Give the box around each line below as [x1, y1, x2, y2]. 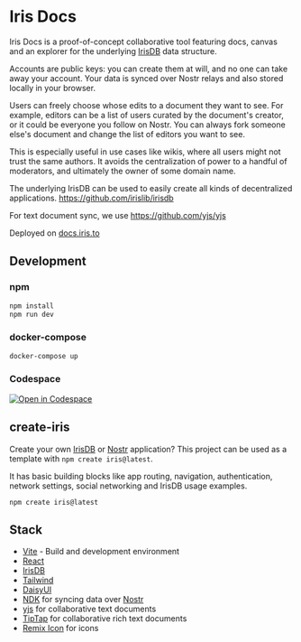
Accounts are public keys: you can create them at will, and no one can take [9, 63, 288, 74]
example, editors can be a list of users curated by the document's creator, [9, 109, 284, 120]
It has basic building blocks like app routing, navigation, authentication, [9, 470, 273, 481]
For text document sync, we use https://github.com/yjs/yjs [9, 209, 227, 220]
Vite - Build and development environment [22, 546, 180, 557]
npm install [9, 301, 54, 311]
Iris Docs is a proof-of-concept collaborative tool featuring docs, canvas [9, 36, 278, 47]
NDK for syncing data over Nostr [22, 594, 144, 605]
